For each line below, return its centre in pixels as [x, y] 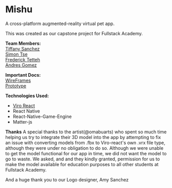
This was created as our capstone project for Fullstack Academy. [74, 33]
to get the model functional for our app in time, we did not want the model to [86, 153]
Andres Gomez [21, 65]
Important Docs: [23, 75]
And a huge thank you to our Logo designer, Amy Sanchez [67, 179]
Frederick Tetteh [23, 59]
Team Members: [23, 43]
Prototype [16, 86]
